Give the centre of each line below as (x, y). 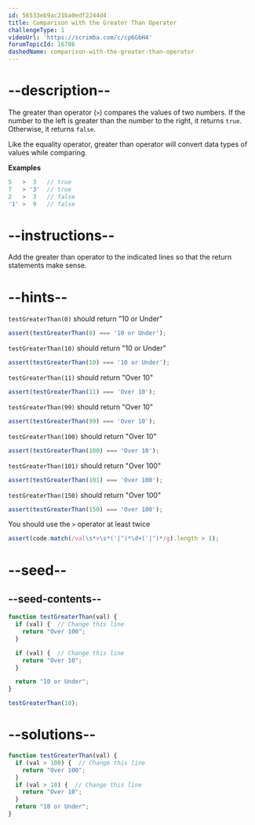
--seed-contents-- (55, 599)
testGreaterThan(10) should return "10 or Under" (87, 348)
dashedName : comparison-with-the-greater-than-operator (101, 52)
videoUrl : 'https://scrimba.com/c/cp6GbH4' (80, 37)
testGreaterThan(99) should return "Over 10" (81, 407)
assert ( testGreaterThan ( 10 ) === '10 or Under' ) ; (89, 363)
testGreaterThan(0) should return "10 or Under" (86, 319)
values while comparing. (48, 152)
